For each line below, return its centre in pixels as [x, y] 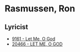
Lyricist [16, 27]
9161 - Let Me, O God [34, 39]
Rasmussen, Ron [40, 9]
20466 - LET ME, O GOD [37, 44]
